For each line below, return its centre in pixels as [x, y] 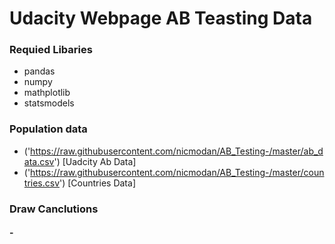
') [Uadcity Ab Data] [95, 161]
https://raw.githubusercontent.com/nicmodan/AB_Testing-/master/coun [177, 172]
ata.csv [39, 161]
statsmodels [49, 103]
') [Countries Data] [97, 183]
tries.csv [42, 183]
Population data [48, 129]
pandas [39, 71]
